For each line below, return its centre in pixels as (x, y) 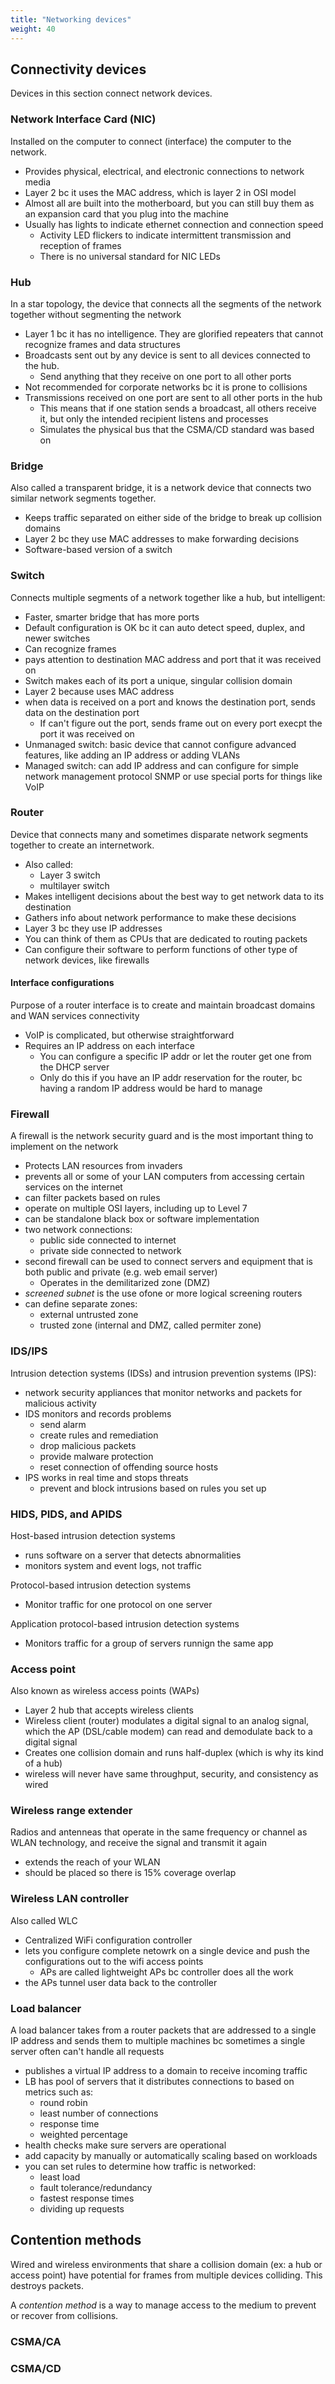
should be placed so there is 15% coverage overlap (130, 1873)
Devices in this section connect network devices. (111, 93)
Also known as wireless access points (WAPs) (105, 1691)
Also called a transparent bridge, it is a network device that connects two (161, 488)
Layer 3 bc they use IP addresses (93, 928)
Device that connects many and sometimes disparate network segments (159, 834)
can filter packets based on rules (92, 1198)
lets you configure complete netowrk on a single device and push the (167, 1950)
